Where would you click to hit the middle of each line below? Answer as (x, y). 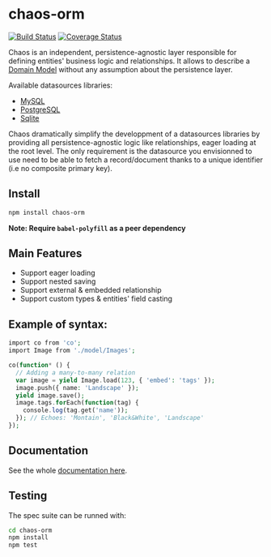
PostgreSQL (40, 109)
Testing (28, 496)
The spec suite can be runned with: (68, 515)
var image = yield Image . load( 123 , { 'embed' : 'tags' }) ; (116, 380)
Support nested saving (58, 281)
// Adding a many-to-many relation (76, 373)
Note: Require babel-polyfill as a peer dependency (97, 228)
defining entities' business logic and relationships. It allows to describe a (129, 61)
